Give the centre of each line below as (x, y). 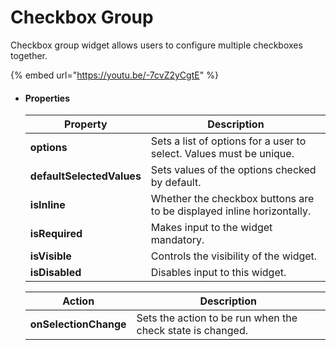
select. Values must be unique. (222, 154)
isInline (47, 205)
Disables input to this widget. (218, 273)
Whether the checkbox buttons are (232, 199)
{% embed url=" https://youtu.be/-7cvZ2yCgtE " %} (114, 75)
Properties (47, 98)
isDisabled (55, 273)
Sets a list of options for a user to (228, 141)
